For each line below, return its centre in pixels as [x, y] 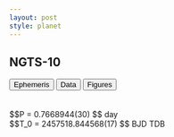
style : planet [36, 26]
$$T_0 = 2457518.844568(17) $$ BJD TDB [87, 124]
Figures [100, 85]
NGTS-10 [35, 62]
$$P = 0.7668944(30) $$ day [64, 115]
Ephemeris [32, 85]
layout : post [33, 17]
